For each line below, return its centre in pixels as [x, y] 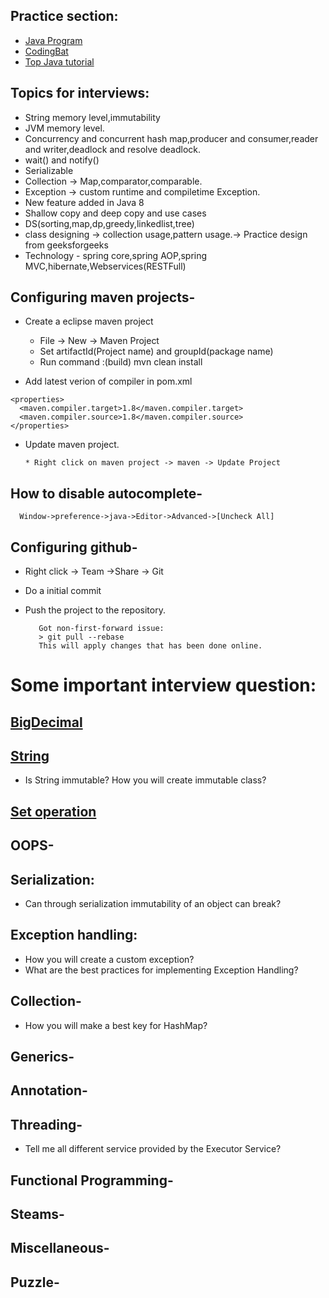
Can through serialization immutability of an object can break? [153, 904]
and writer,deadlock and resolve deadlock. [113, 149]
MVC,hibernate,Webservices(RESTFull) [105, 266]
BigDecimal [46, 722]
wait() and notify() [62, 160]
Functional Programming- [92, 1180]
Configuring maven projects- [103, 297]
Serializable [49, 170]
